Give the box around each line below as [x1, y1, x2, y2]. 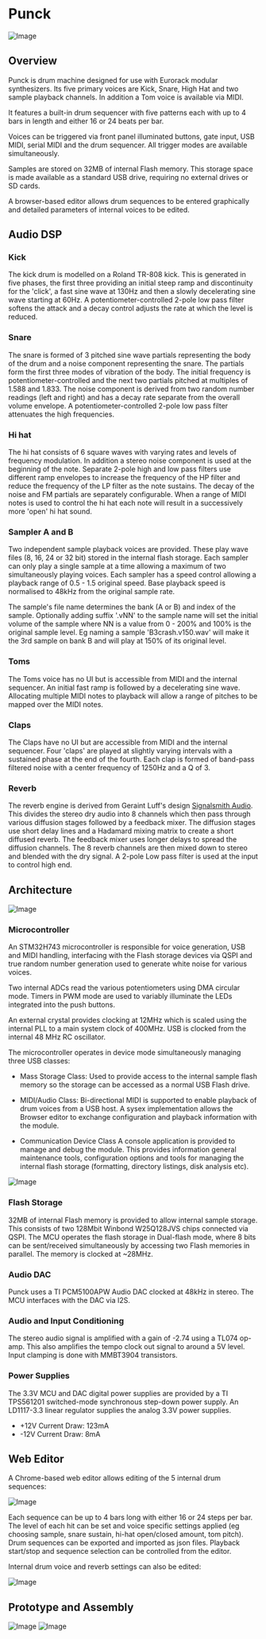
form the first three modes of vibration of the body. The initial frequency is [8, 367, 252, 377]
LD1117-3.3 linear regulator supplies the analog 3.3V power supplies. [8, 1405, 232, 1414]
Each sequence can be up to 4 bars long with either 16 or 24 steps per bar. [8, 1512, 253, 1522]
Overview [8, 54, 58, 68]
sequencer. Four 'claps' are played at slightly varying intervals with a [8, 745, 233, 755]
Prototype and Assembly [8, 1600, 134, 1614]
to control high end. [8, 860, 73, 870]
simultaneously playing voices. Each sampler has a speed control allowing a [8, 570, 256, 580]
